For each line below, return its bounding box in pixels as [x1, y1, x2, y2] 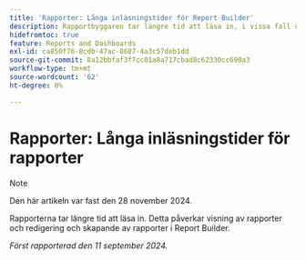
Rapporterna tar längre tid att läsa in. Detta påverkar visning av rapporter [9, 213, 282, 224]
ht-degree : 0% [9, 81, 64, 90]
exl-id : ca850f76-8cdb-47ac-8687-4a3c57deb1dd [9, 47, 189, 56]
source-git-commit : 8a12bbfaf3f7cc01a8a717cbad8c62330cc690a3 [9, 55, 250, 65]
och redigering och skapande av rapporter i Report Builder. [9, 222, 230, 233]
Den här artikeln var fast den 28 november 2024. [9, 195, 193, 205]
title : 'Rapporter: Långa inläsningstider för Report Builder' [9, 13, 255, 23]
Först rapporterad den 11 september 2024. [9, 240, 168, 251]
